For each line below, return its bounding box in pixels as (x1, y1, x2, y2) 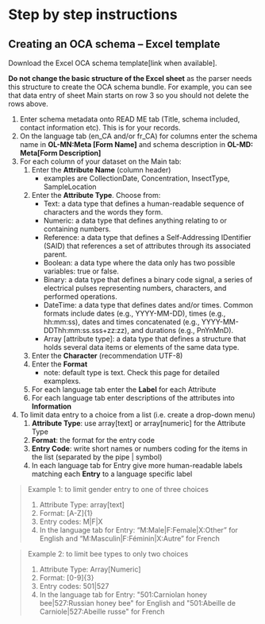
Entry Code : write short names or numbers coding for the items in (31, 444, 248, 453)
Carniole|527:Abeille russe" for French (39, 607, 165, 616)
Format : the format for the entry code (31, 436, 155, 444)
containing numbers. (43, 224, 111, 234)
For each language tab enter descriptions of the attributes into (31, 393, 236, 402)
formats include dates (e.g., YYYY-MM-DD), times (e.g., (43, 308, 226, 318)
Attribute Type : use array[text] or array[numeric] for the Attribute (31, 419, 246, 428)
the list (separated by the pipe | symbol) (31, 452, 163, 462)
